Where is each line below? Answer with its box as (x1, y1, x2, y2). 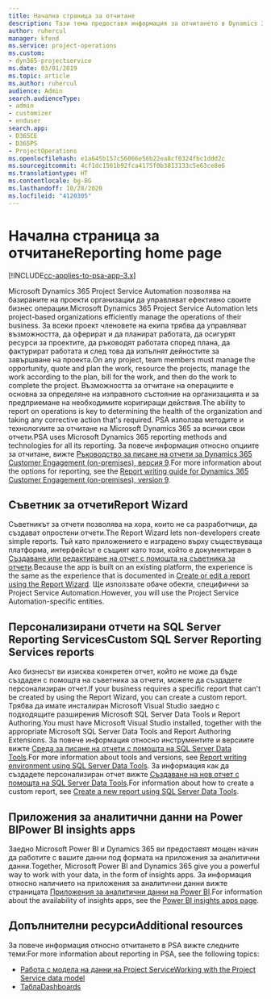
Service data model (19, 973, 85, 983)
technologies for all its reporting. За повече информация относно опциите (8, 441, 260, 450)
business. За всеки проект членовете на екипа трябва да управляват (8, 320, 248, 330)
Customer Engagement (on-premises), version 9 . (8, 474, 171, 484)
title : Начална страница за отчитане (8, 11, 135, 20)
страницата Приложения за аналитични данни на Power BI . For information (8, 887, 263, 897)
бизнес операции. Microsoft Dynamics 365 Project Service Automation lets (8, 303, 258, 313)
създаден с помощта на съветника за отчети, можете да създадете (8, 675, 243, 685)
